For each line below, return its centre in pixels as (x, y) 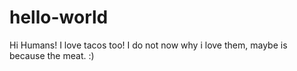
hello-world (59, 17)
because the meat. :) (52, 55)
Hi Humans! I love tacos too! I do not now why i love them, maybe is (148, 45)
